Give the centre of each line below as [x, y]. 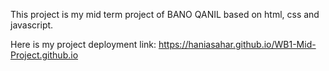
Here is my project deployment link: [83, 44]
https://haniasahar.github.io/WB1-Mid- [237, 44]
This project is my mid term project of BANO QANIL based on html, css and [165, 14]
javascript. [32, 25]
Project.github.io [44, 55]
